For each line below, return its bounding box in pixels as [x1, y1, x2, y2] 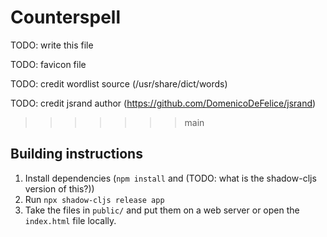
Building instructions [10, 146, 143, 163]
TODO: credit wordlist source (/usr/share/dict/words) [10, 77, 228, 90]
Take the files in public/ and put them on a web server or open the [24, 204, 300, 216]
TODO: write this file [10, 39, 94, 51]
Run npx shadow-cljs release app [24, 193, 165, 205]
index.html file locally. [24, 214, 117, 226]
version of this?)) [24, 182, 95, 195]
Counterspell [10, 6, 121, 29]
